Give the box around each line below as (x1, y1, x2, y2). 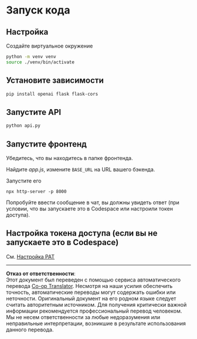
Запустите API (6, 107, 62, 117)
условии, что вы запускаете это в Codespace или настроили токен (6, 205, 173, 212)
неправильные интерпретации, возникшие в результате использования (6, 320, 186, 327)
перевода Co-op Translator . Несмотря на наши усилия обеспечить (6, 282, 173, 289)
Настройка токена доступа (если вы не (6, 228, 158, 238)
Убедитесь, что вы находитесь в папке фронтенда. (6, 154, 133, 161)
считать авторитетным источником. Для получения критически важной (6, 301, 187, 308)
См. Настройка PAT (6, 253, 55, 260)
